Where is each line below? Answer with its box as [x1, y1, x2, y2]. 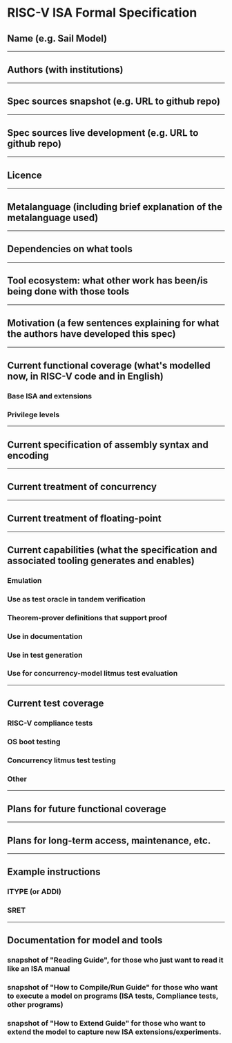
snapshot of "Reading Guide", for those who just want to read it [7, 955, 224, 965]
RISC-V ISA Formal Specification [7, 5, 197, 21]
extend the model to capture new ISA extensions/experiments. [7, 1027, 222, 1037]
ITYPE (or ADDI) [7, 887, 62, 897]
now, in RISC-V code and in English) [7, 370, 164, 382]
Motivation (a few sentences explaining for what [7, 317, 220, 329]
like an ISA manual [7, 963, 70, 973]
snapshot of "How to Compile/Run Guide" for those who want [7, 982, 218, 992]
